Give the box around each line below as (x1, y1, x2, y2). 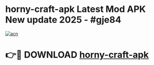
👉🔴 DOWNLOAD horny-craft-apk (5, 49, 149, 60)
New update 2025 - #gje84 (5, 14, 122, 25)
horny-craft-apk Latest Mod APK (5, 3, 146, 15)
